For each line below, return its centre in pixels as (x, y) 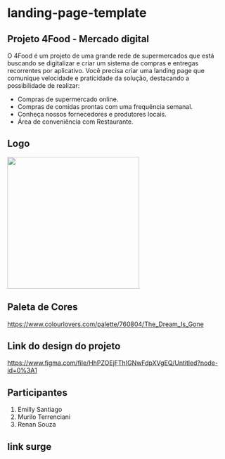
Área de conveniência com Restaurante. (75, 122)
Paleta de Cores (43, 307)
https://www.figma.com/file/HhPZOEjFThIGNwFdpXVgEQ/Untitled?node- (112, 363)
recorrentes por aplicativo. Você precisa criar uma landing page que (106, 71)
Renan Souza (37, 425)
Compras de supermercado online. (68, 99)
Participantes (38, 393)
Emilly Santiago (40, 410)
